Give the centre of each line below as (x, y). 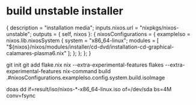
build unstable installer (65, 11)
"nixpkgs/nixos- (159, 28)
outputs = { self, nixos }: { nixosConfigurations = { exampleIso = (112, 34)
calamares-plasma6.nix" (36, 53)
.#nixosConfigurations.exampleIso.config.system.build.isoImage (86, 77)
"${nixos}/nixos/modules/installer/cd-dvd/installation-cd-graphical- (90, 47)
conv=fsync (21, 95)
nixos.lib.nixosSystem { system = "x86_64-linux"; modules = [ (83, 40)
